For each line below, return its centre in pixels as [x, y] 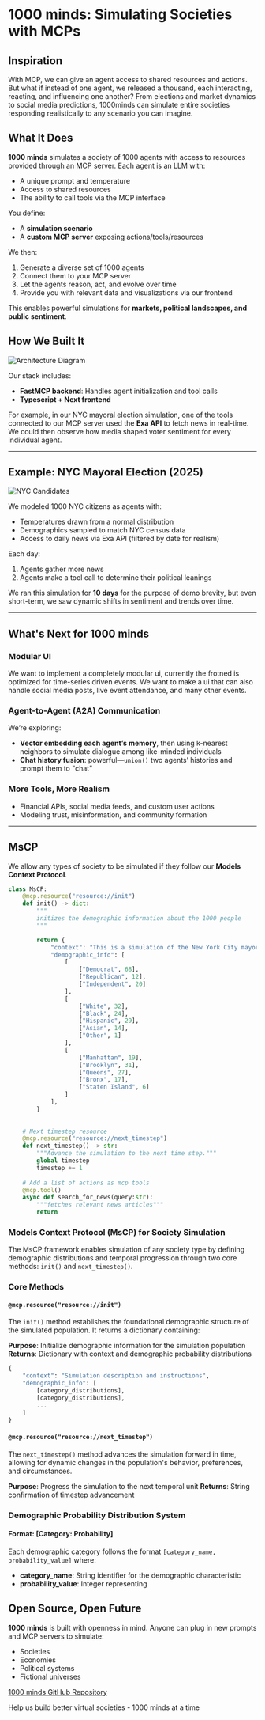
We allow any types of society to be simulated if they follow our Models [125, 866]
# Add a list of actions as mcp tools [86, 1183]
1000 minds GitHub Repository [58, 1692]
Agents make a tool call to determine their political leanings [116, 578]
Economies [38, 1660]
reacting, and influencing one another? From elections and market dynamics [132, 96]
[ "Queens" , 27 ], [105, 1072]
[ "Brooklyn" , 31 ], [109, 1065]
